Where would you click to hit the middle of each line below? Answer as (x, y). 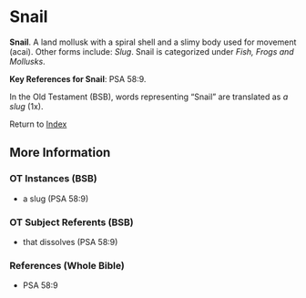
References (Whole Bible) (67, 265)
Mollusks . (27, 61)
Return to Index (38, 124)
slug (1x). (26, 106)
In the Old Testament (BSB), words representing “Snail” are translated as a (149, 97)
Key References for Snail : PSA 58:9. (78, 78)
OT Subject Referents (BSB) (71, 222)
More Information (60, 153)
